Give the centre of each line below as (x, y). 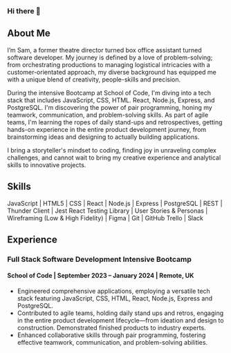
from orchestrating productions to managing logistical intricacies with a (109, 64)
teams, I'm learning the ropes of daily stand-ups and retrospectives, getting (115, 122)
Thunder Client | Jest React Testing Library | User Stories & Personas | (108, 211)
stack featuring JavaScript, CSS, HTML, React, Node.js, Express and (115, 298)
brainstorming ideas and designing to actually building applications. (103, 137)
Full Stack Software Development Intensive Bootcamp (99, 259)
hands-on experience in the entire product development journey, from (107, 129)
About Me (29, 34)
